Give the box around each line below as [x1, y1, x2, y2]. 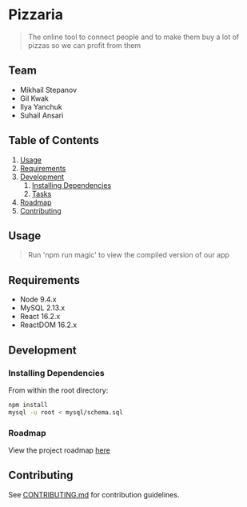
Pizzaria [8, 6, 64, 24]
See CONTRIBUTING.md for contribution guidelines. [8, 489, 180, 499]
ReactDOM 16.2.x [19, 320, 78, 329]
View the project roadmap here [8, 445, 110, 455]
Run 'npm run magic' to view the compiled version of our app [27, 250, 230, 260]
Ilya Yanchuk [19, 102, 62, 111]
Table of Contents [8, 134, 100, 147]
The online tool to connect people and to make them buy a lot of [27, 32, 240, 42]
